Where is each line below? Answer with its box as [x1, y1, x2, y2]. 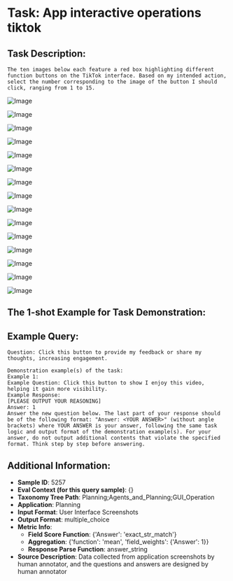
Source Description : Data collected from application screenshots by [17, 552, 215, 561]
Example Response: [7, 392, 61, 399]
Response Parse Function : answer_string [27, 545, 148, 554]
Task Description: [7, 48, 86, 59]
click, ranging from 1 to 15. [7, 85, 96, 92]
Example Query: [7, 330, 79, 342]
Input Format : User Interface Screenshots [17, 508, 139, 517]
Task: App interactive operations [7, 5, 202, 21]
